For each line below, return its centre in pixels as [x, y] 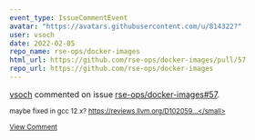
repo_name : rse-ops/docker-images [75, 52]
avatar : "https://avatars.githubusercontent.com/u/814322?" [126, 26]
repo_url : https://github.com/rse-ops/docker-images [112, 69]
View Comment [33, 127]
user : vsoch [32, 35]
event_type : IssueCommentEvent [69, 18]
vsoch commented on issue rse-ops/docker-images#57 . [115, 94]
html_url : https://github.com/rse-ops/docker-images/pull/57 [128, 60]
